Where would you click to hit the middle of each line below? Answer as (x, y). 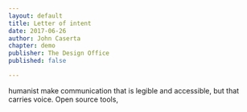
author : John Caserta (45, 38)
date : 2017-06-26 (37, 31)
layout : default (35, 16)
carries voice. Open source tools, (64, 99)
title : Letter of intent (50, 23)
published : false (37, 61)
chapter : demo (32, 46)
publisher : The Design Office (59, 53)
